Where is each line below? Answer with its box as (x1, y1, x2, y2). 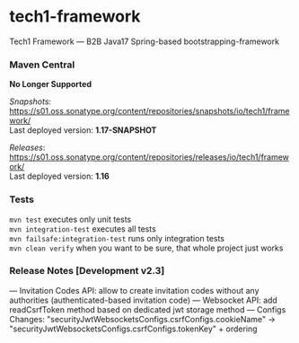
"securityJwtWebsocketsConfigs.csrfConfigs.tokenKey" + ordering (9, 323, 258, 334)
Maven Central (9, 58, 75, 71)
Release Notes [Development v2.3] (9, 265, 165, 277)
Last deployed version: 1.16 (9, 171, 110, 181)
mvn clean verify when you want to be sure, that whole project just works (9, 242, 284, 253)
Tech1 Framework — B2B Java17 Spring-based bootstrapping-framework (9, 36, 280, 47)
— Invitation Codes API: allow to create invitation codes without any (9, 285, 259, 295)
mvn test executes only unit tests (9, 214, 132, 224)
